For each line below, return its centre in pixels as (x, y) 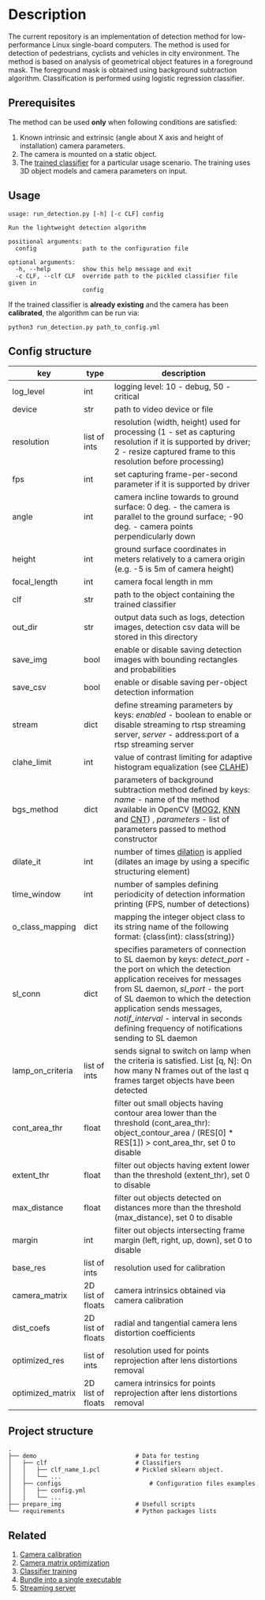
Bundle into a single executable (71, 1579)
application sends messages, (168, 1009)
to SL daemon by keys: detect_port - (182, 960)
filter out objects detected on (168, 1198)
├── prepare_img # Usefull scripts (102, 1505)
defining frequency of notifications (178, 1028)
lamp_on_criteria (43, 1071)
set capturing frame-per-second (176, 475)
